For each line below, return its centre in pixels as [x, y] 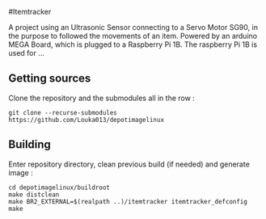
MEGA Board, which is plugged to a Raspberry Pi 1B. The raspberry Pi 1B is [133, 44]
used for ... [26, 53]
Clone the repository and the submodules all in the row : [102, 98]
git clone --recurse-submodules [63, 112]
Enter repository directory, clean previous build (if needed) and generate [129, 164]
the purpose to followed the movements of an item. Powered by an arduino [133, 36]
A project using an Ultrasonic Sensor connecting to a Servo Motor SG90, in [133, 27]
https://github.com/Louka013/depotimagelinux [86, 120]
